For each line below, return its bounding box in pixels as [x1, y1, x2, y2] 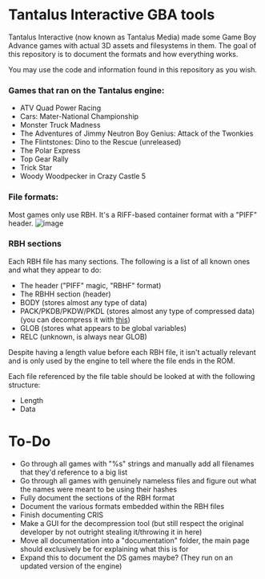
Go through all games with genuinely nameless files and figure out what [19, 475, 257, 485]
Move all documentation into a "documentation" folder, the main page [19, 536, 250, 545]
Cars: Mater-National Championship [19, 112, 139, 121]
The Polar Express [19, 146, 81, 156]
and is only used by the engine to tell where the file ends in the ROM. [8, 356, 235, 365]
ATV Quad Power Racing [19, 103, 102, 113]
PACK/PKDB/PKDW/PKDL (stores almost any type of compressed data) [19, 306, 255, 316]
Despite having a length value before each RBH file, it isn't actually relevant [8, 347, 256, 357]
